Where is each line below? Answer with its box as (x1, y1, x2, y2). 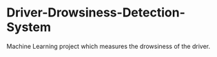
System (6, 19, 52, 35)
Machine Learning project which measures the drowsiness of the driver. (6, 42, 211, 50)
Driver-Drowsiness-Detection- (6, 5, 185, 21)
